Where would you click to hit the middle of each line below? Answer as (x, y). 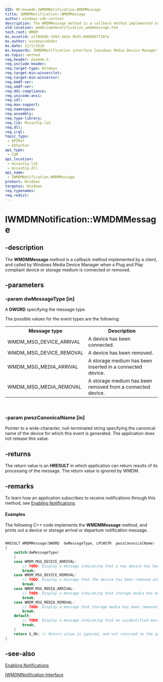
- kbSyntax (18, 146)
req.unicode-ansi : (24, 95)
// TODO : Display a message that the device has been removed (87, 580)
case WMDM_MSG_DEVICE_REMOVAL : (45, 575)
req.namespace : (20, 109)
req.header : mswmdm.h (27, 59)
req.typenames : (20, 190)
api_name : (15, 173)
